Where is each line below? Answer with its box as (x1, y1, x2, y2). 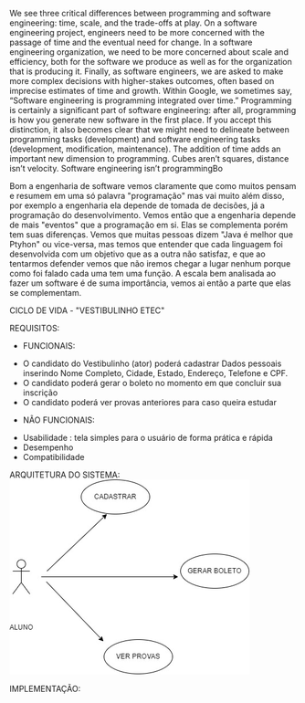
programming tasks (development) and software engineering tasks (9, 134, 261, 144)
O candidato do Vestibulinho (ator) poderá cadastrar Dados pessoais (22, 358, 282, 369)
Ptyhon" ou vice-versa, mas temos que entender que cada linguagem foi (9, 239, 283, 249)
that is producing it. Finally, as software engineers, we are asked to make (9, 66, 284, 77)
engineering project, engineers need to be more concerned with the (9, 27, 265, 37)
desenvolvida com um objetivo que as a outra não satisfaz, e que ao (9, 248, 267, 259)
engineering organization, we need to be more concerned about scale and (9, 47, 289, 58)
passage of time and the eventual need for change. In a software (9, 37, 253, 47)
